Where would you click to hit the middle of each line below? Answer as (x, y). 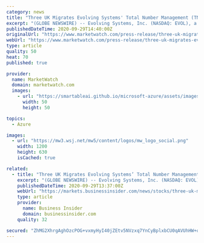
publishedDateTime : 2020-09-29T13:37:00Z (70, 186)
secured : (17, 231)
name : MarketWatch (35, 80)
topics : (16, 118)
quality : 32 (32, 219)
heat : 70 (17, 57)
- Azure (22, 124)
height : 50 (36, 108)
